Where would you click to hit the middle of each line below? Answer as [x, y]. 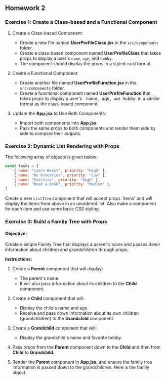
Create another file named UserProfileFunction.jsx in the [78, 83]
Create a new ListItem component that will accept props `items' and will [79, 198]
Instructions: [19, 259]
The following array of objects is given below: [51, 157]
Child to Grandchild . [33, 352]
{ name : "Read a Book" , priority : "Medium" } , [63, 184]
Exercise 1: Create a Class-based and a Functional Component [81, 22]
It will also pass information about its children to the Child [78, 284]
